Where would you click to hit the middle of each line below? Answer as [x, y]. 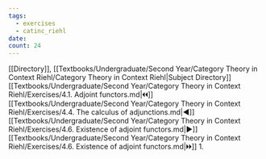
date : [17, 38]
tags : [17, 16]
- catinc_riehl [41, 31]
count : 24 [25, 46]
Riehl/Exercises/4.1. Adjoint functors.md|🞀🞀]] [81, 94]
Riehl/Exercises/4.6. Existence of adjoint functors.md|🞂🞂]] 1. [106, 147]
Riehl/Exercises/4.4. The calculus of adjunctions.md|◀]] [102, 112]
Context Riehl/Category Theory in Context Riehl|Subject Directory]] [120, 77]
